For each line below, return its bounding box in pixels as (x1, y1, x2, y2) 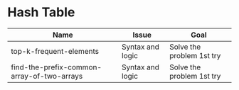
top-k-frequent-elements (11, 46, 100, 56)
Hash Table (7, 4, 75, 21)
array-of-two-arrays (11, 71, 83, 81)
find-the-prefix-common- (11, 62, 102, 72)
